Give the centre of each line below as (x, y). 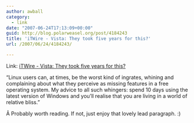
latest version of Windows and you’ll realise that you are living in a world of (97, 96)
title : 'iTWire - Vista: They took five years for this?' (78, 39)
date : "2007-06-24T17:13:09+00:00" (50, 28)
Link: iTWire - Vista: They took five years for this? (66, 66)
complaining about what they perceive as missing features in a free (87, 83)
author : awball (25, 11)
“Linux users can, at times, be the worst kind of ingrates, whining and (90, 77)
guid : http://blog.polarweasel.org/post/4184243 (67, 33)
